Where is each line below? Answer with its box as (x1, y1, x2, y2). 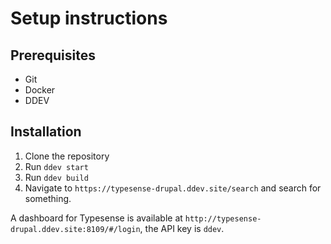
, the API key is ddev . (139, 222, 225, 234)
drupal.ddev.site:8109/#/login (10, 224, 141, 234)
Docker (24, 84, 56, 96)
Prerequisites (10, 47, 96, 64)
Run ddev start (24, 160, 89, 172)
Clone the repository (24, 150, 110, 162)
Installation (10, 123, 82, 141)
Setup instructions (10, 7, 168, 30)
